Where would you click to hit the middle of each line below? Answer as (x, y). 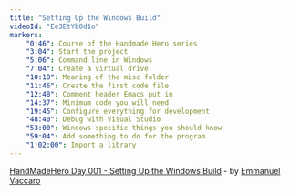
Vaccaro (25, 180)
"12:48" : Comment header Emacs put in (99, 94)
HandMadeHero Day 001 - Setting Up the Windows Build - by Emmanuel (145, 170)
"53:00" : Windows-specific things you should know (124, 128)
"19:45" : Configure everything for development (118, 111)
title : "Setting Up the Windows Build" (85, 18)
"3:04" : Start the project (77, 52)
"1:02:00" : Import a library (81, 145)
